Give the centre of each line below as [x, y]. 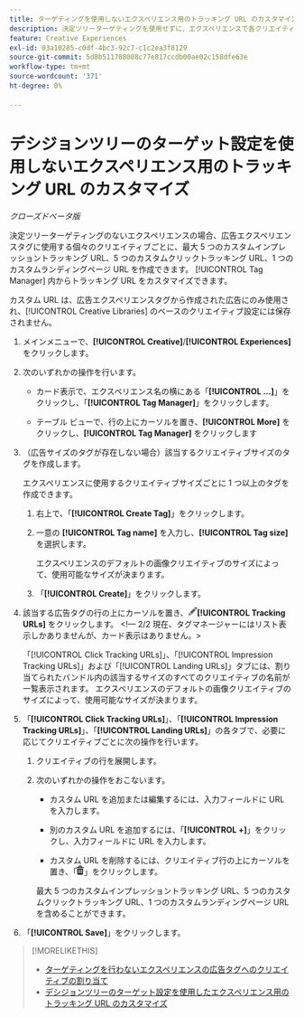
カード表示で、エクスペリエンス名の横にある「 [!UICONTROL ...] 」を [163, 391]
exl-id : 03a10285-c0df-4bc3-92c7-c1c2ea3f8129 [98, 48]
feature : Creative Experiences [68, 38]
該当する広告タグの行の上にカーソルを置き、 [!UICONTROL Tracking [154, 612]
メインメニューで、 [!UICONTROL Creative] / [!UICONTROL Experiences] [157, 341]
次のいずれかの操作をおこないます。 [103, 780]
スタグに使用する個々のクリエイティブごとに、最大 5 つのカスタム [132, 246]
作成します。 [62, 463]
